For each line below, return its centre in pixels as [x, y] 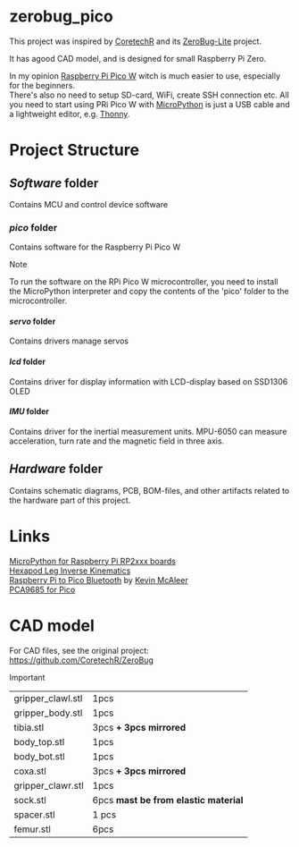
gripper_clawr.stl [49, 785]
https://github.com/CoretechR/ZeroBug [82, 660]
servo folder [33, 321]
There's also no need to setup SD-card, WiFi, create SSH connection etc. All [149, 95]
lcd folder [28, 362]
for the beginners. [42, 85]
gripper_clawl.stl [48, 698]
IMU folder [29, 411]
